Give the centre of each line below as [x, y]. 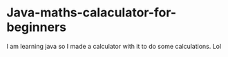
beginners [37, 27]
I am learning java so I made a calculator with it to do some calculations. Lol [114, 46]
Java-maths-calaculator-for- [92, 13]
